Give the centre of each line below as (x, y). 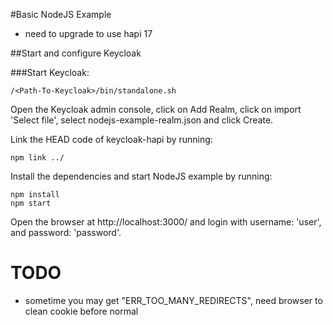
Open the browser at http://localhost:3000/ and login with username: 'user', (166, 222)
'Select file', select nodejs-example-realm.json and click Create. (142, 120)
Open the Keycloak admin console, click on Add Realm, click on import (156, 109)
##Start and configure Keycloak (76, 53)
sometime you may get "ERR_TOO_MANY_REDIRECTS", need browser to (173, 300)
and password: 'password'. (66, 232)
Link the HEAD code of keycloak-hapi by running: (111, 139)
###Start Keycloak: (50, 72)
